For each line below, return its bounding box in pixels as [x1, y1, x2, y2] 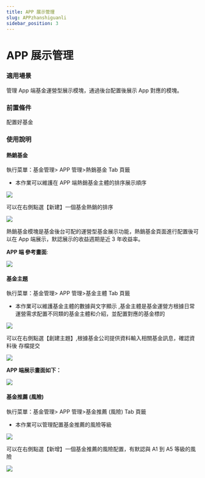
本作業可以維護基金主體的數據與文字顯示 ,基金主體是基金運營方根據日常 [15, 302, 195, 310]
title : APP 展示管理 [6, 9, 55, 15]
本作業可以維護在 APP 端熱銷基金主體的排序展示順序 [15, 179, 147, 187]
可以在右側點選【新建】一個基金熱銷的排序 [6, 204, 113, 211]
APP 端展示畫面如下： [6, 366, 62, 374]
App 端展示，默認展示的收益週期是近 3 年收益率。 [18, 235, 144, 243]
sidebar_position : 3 [6, 20, 59, 26]
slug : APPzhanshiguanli [6, 15, 67, 21]
